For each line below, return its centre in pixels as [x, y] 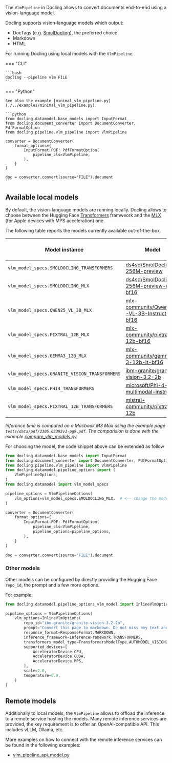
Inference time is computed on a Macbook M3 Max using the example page [85, 425]
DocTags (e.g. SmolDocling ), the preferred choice [65, 33]
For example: [19, 595]
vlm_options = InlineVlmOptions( [48, 618]
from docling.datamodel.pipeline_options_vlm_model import [70, 604]
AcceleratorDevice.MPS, [58, 661]
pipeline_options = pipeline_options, [72, 532]
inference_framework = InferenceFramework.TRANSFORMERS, [83, 637]
